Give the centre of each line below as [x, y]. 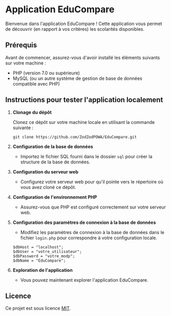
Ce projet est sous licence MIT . [38, 308]
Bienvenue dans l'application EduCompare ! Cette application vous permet [84, 24]
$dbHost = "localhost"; [38, 247]
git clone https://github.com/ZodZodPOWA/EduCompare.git [75, 137]
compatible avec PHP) [36, 83]
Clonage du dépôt [32, 112]
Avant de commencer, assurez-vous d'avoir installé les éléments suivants [83, 57]
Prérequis [21, 45]
